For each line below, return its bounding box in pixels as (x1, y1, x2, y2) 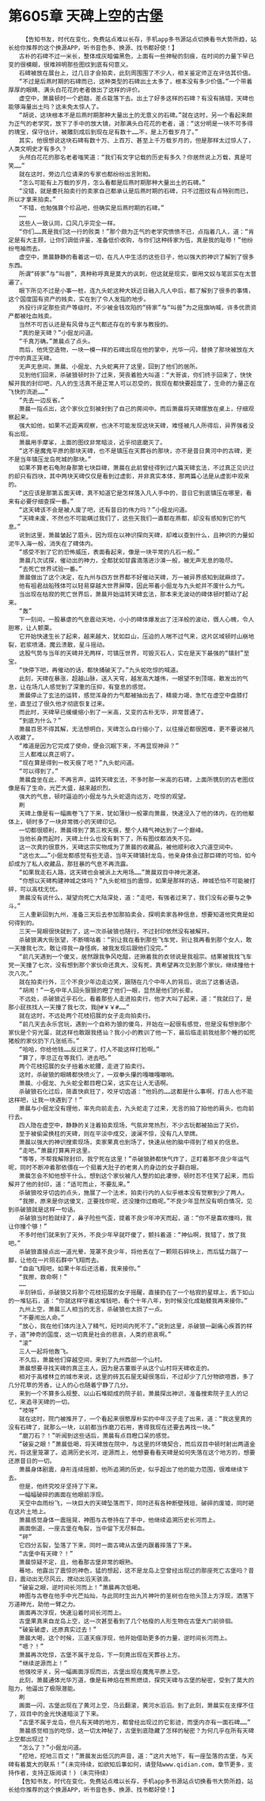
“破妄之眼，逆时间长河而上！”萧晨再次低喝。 (18, 1584, 144, 1592)
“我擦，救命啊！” (18, 1273, 68, 1281)
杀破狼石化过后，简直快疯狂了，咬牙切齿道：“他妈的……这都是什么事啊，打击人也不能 (18, 1088, 253, 1096)
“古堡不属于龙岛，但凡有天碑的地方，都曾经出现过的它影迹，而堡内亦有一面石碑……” (18, 1718, 252, 1726)
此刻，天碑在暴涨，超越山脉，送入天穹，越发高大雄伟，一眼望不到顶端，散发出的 (18, 674, 243, 682)
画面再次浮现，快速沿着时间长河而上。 (18, 1608, 125, 1617)
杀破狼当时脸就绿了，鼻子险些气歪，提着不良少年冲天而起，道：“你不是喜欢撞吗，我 (18, 1214, 252, 1222)
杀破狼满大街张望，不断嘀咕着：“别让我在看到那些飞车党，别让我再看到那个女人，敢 (18, 935, 252, 944)
